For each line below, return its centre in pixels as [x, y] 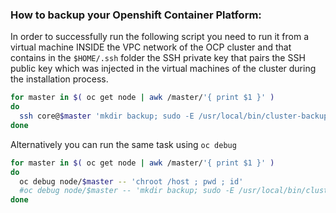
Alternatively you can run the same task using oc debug [123, 144]
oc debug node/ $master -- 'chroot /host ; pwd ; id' [131, 181]
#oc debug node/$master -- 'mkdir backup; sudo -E [127, 191]
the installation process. [59, 79]
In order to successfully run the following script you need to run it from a [159, 37]
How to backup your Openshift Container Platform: [136, 15]
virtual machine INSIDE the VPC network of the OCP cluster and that [151, 47]
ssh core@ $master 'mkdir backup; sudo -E [107, 116]
